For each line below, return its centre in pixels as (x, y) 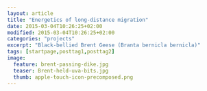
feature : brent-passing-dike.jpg (61, 64)
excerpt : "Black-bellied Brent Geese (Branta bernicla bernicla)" (104, 45)
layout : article (30, 13)
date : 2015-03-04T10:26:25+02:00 (55, 26)
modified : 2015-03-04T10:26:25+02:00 (61, 32)
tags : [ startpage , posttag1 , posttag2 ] (61, 52)
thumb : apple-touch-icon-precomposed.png (73, 77)
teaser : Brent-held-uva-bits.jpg (61, 70)
